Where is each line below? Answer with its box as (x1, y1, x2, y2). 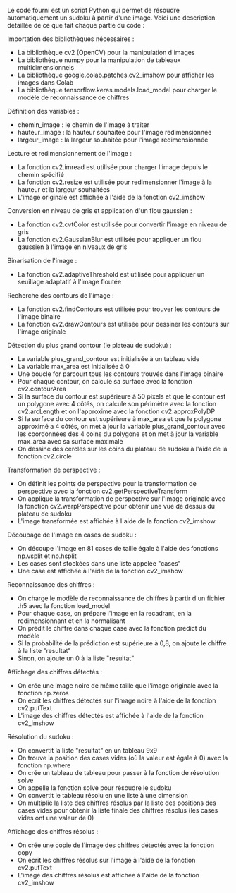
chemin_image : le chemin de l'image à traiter (17, 121, 150, 129)
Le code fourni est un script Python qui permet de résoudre (7, 6, 180, 14)
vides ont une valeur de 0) (17, 814, 94, 822)
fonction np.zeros (17, 689, 69, 697)
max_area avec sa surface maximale (17, 437, 123, 445)
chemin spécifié (17, 171, 65, 178)
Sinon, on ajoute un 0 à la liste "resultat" (17, 654, 135, 662)
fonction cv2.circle (17, 452, 72, 461)
